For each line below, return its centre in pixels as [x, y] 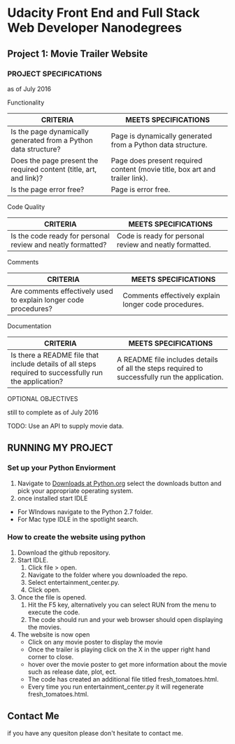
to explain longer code [48, 299]
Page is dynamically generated [162, 136]
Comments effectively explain [171, 295]
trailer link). [129, 178]
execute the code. [54, 612]
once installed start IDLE [52, 498]
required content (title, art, [54, 169]
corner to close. [51, 656]
